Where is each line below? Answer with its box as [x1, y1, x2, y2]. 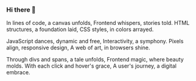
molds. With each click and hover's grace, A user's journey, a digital [6, 62, 177, 69]
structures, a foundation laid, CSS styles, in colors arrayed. [6, 26, 154, 33]
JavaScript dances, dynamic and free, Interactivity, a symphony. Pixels [6, 38, 184, 45]
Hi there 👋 [6, 5, 37, 14]
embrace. [6, 69, 30, 76]
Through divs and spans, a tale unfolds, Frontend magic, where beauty [6, 56, 184, 63]
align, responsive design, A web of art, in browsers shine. [6, 44, 150, 51]
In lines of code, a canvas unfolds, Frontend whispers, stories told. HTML [6, 19, 190, 27]
